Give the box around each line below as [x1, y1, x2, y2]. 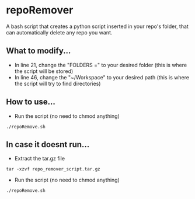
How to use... [6, 97, 55, 107]
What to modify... [6, 46, 71, 56]
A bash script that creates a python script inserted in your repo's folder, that [6, 23, 189, 30]
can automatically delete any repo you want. [6, 29, 113, 36]
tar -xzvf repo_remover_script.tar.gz [6, 166, 100, 172]
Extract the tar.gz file [14, 155, 65, 162]
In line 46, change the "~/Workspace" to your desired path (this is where [14, 74, 190, 81]
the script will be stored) [14, 68, 74, 75]
